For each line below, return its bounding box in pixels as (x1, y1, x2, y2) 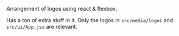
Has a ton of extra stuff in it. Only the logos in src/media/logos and (6, 17, 174, 23)
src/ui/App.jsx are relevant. (6, 23, 78, 30)
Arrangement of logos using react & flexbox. (6, 5, 118, 12)
